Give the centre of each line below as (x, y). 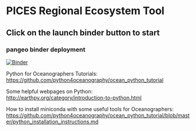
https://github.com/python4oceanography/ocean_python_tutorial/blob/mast (98, 115)
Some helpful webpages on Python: (49, 91)
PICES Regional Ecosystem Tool (85, 11)
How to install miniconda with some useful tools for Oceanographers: (90, 109)
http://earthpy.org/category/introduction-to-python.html (74, 97)
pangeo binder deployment (46, 50)
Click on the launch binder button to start (83, 33)
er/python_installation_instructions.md (52, 122)
